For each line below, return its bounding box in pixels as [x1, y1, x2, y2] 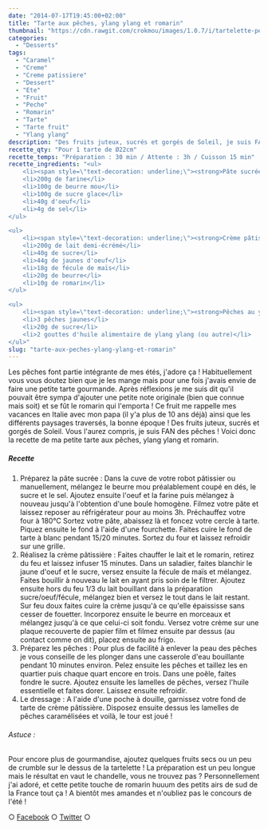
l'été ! [8, 797, 27, 807]
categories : [8, 34, 48, 42]
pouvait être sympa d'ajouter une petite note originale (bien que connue [8, 393, 245, 402]
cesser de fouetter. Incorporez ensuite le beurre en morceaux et [19, 609, 231, 620]
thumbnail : [8, 26, 45, 34]
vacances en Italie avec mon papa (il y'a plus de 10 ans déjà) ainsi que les [8, 409, 251, 420]
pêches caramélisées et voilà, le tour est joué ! [19, 711, 173, 721]
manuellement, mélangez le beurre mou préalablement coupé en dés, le [19, 482, 257, 492]
